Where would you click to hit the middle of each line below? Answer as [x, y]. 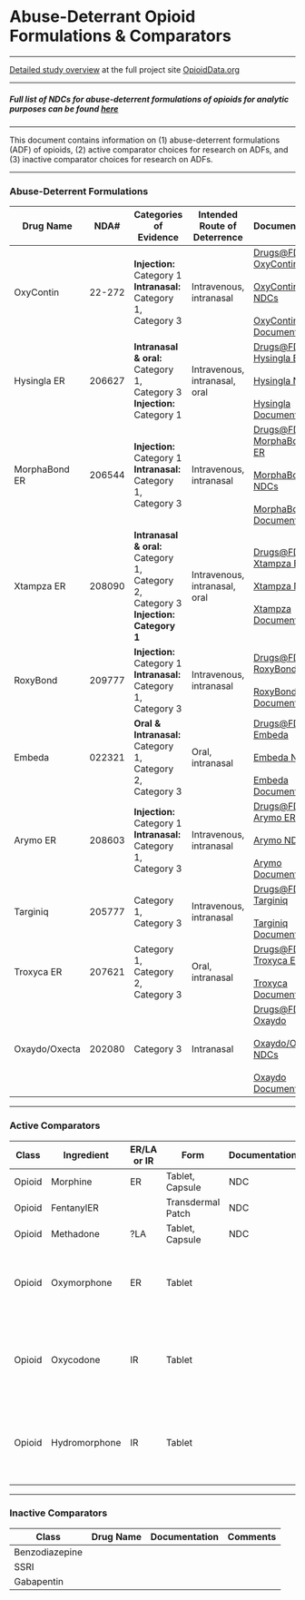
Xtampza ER [40, 586]
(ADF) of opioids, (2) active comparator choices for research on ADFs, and [149, 149]
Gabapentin [39, 1581]
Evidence [158, 238]
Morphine [72, 1182]
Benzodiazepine [49, 1552]
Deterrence [218, 238]
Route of [218, 226]
